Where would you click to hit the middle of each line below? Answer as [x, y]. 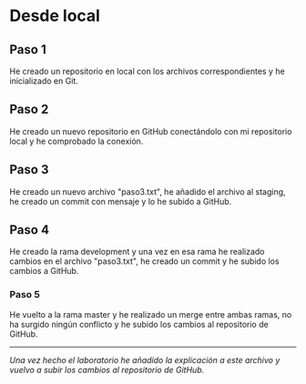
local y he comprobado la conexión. [76, 141]
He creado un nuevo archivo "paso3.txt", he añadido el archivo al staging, [148, 191]
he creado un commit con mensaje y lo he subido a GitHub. [121, 201]
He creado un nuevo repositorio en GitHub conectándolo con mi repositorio [151, 131]
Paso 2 [29, 110]
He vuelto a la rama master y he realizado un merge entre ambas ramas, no [151, 314]
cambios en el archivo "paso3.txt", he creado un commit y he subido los [144, 261]
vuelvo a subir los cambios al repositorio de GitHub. [107, 369]
